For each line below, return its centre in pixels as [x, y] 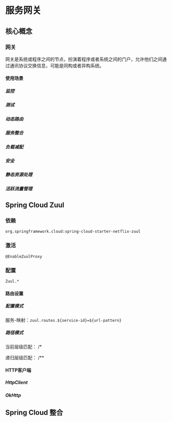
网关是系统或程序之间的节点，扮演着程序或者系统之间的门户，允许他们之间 [84, 59]
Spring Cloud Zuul [35, 205]
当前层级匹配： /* [24, 346]
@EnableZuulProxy [24, 256]
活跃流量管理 [19, 189]
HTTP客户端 [18, 370]
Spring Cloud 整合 [34, 412]
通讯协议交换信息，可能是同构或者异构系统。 [57, 65]
